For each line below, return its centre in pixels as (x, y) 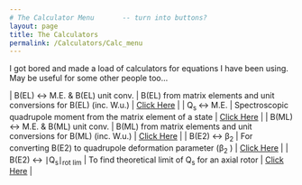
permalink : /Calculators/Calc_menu (76, 43)
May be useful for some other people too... (89, 79)
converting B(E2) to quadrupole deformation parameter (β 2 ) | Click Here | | (149, 148)
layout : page (34, 26)
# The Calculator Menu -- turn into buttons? (108, 18)
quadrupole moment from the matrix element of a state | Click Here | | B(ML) (151, 117)
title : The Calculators (54, 34)
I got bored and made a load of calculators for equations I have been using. (149, 69)
